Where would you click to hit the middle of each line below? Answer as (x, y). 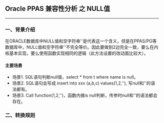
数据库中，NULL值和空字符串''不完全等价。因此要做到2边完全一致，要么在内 (82, 47)
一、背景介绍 (20, 29)
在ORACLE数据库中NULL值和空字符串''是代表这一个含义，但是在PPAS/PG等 (81, 41)
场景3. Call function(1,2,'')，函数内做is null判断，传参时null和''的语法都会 (85, 95)
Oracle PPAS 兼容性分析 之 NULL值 (58, 9)
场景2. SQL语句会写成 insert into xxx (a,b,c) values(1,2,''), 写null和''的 (82, 83)
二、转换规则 (20, 115)
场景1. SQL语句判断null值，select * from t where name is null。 (75, 77)
